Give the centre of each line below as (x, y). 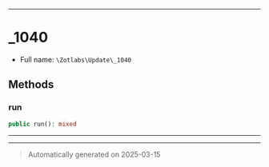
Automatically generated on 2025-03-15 (94, 154)
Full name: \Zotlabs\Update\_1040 (76, 59)
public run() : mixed (43, 124)
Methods (31, 85)
